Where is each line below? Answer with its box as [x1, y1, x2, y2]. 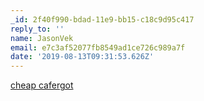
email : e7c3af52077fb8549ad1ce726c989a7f [10, 42, 186, 53]
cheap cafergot [10, 79, 74, 91]
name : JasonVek [10, 33, 74, 43]
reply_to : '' [10, 24, 65, 34]
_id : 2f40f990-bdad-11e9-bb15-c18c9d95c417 [10, 14, 195, 25]
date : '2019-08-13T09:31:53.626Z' [10, 52, 155, 62]
